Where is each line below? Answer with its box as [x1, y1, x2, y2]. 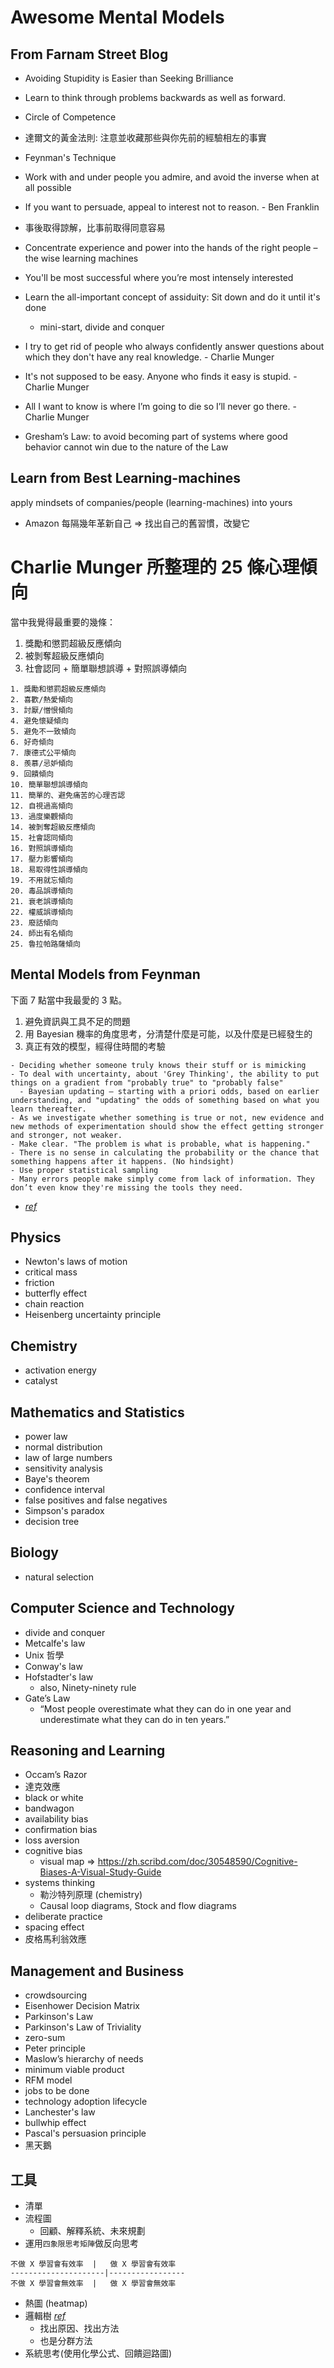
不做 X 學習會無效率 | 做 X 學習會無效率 [10, 2279, 177, 2289]
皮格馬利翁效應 [24, 1933, 87, 1945]
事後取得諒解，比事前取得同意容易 [24, 222, 166, 233]
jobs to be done [24, 2085, 90, 2097]
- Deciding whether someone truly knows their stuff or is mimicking [10, 1060, 307, 1070]
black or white [24, 1792, 84, 1804]
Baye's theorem [24, 1473, 90, 1485]
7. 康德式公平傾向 [10, 747, 77, 758]
